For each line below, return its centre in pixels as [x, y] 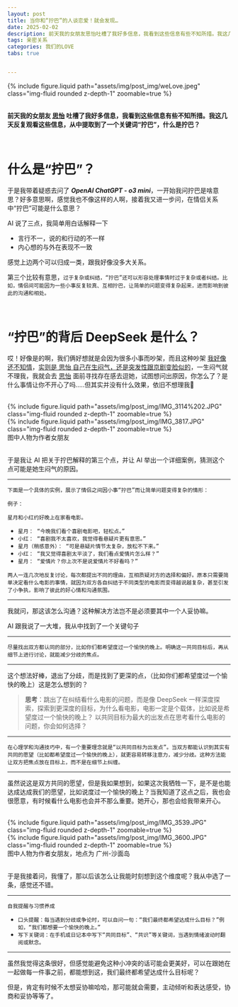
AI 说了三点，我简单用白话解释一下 [58, 223]
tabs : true [23, 54]
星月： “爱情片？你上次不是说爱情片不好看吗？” [78, 561]
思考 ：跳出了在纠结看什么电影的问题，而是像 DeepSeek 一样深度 [119, 699]
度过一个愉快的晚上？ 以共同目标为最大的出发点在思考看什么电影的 [128, 717]
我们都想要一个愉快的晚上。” [66, 927]
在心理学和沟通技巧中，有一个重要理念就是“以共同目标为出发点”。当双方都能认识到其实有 [119, 747]
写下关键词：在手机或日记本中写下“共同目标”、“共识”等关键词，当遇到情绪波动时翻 [121, 935]
